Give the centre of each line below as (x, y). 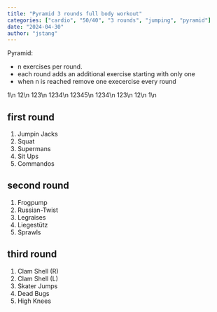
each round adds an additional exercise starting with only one (106, 74)
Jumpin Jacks (37, 134)
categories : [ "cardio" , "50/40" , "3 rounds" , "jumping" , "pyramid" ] (109, 20)
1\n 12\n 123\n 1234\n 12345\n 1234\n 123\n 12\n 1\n (82, 95)
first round (31, 117)
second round (38, 186)
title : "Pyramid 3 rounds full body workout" (75, 14)
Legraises (31, 217)
